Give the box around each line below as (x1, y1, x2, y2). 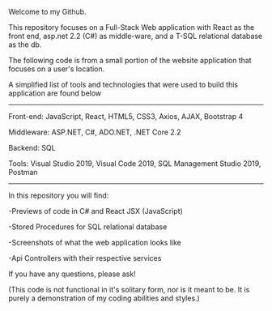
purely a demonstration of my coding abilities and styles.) (8, 293, 200, 303)
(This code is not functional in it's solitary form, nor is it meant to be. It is (8, 285, 250, 294)
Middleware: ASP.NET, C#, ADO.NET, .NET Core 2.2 (8, 127, 181, 137)
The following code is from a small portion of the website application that (8, 56, 253, 65)
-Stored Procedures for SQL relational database (8, 222, 168, 232)
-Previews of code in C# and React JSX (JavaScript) (8, 207, 184, 215)
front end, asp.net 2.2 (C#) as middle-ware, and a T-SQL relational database (8, 32, 263, 40)
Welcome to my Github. (8, 7, 87, 16)
